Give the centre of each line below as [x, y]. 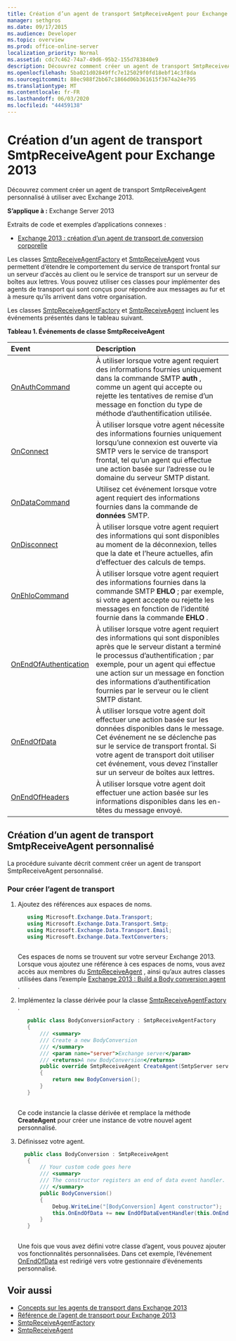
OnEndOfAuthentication [50, 664]
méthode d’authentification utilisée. [154, 413]
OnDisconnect [34, 544]
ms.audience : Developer [42, 33]
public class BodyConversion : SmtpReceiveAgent [97, 1154]
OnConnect [30, 451]
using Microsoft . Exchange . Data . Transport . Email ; [99, 930]
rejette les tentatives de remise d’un [155, 396]
